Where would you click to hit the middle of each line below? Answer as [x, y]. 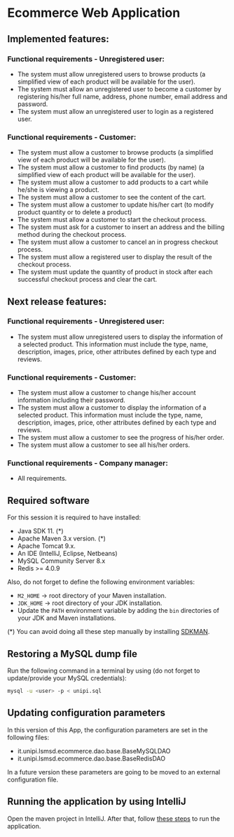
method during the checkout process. [72, 235]
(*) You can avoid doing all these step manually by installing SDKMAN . [109, 632]
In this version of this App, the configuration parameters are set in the [108, 729]
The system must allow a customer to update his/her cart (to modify [116, 205]
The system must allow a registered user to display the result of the [115, 257]
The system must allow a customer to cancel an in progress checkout [118, 242]
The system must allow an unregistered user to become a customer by [119, 89]
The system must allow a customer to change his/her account [106, 393]
